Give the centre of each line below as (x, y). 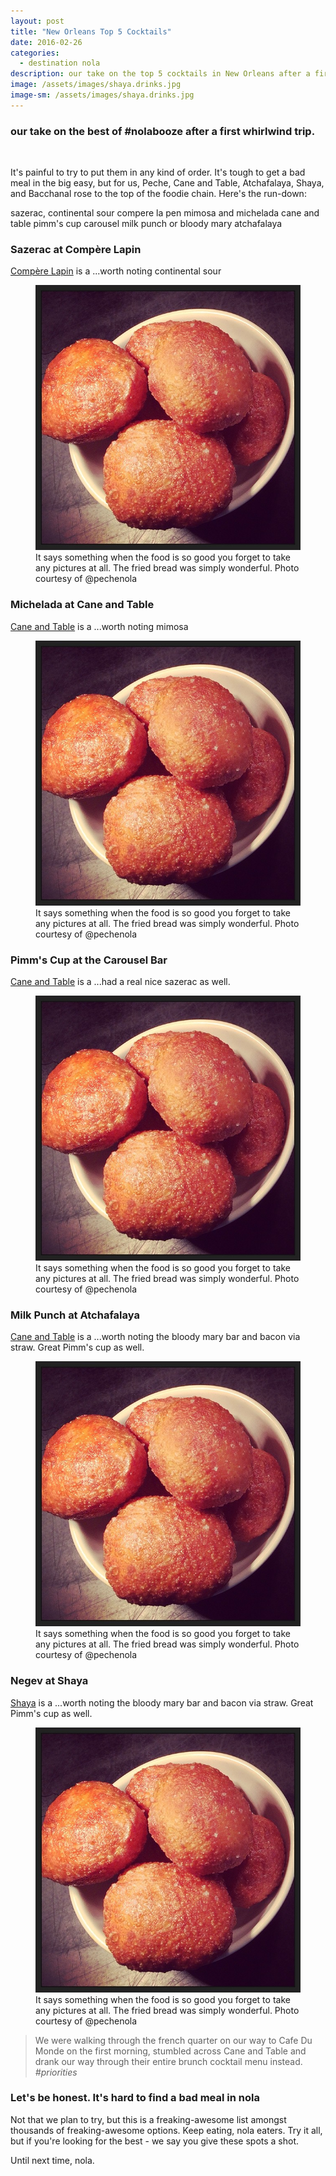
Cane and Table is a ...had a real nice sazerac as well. (120, 981)
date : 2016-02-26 (46, 42)
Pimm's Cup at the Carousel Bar (89, 960)
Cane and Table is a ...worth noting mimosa (99, 626)
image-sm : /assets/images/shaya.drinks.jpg (102, 95)
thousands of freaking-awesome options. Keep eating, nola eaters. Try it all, (166, 2130)
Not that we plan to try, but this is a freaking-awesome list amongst (148, 2119)
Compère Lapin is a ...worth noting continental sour (116, 271)
